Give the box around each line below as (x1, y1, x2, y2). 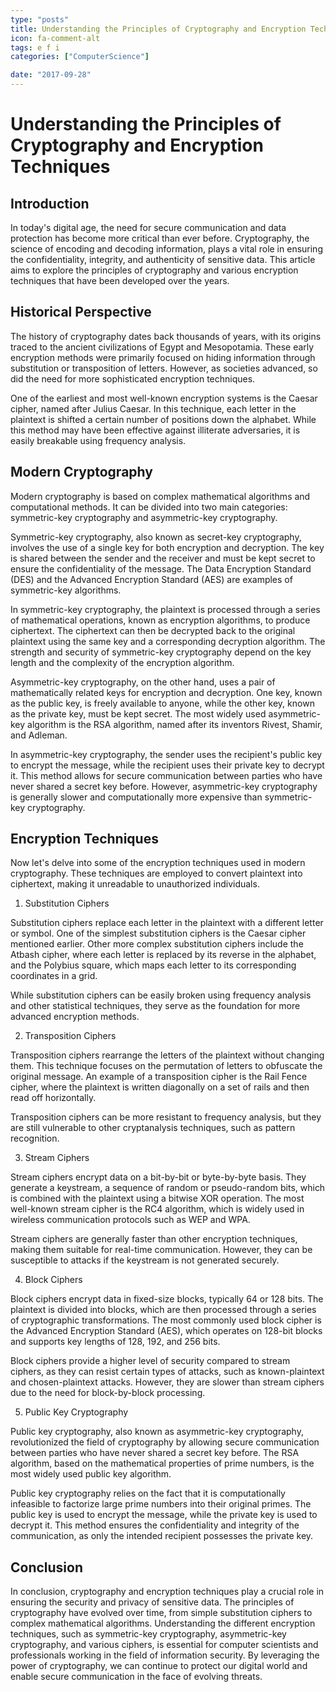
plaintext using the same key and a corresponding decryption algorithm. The (10, 635, 326, 647)
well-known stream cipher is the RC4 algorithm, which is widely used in (10, 1203, 305, 1215)
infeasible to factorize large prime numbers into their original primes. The (10, 1498, 312, 1510)
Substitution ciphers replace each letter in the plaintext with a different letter (10, 917, 324, 929)
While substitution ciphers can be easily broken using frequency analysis (10, 989, 312, 1001)
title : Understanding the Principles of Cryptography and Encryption (10, 24, 307, 34)
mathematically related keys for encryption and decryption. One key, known (10, 686, 323, 698)
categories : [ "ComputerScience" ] (10, 52, 150, 62)
